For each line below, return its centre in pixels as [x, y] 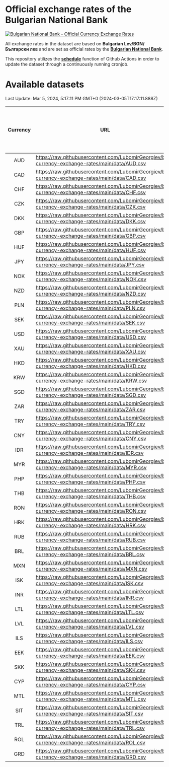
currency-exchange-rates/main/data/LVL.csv [90, 626]
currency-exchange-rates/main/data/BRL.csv [90, 554]
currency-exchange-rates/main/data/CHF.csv [91, 192]
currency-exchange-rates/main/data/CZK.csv [91, 206]
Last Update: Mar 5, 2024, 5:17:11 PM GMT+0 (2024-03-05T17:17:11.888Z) [81, 98]
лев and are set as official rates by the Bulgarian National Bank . [97, 49]
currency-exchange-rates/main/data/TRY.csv [90, 424]
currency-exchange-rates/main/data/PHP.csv [91, 482]
